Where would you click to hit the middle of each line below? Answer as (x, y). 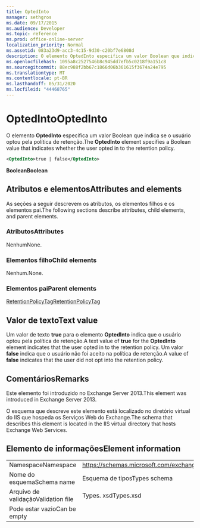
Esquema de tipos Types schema (128, 478)
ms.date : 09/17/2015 (32, 23)
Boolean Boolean (27, 170)
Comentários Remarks (48, 379)
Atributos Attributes (35, 231)
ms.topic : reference (32, 34)
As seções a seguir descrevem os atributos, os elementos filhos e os (90, 203)
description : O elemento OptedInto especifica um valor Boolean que (93, 56)
